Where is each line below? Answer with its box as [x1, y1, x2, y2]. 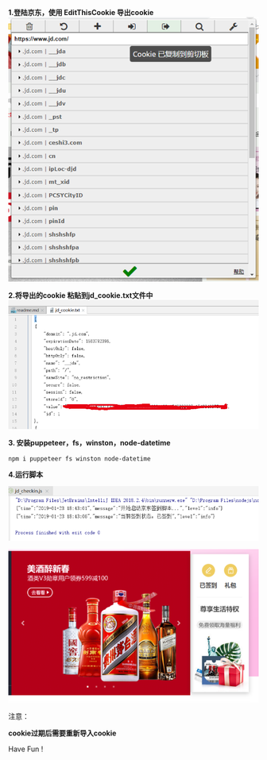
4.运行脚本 [8, 470, 44, 480]
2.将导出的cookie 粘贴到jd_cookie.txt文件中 [8, 290, 153, 300]
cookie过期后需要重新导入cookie [8, 728, 117, 738]
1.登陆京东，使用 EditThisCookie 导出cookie [8, 8, 154, 17]
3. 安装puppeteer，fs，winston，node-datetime [8, 438, 171, 448]
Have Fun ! [8, 744, 44, 754]
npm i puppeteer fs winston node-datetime [8, 455, 151, 463]
